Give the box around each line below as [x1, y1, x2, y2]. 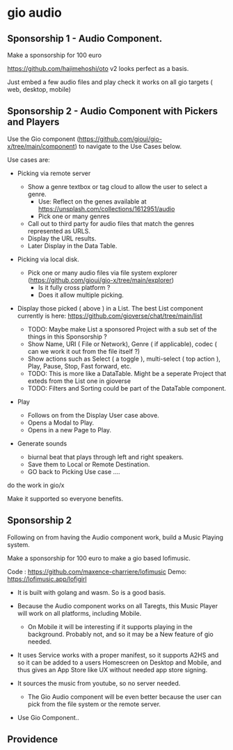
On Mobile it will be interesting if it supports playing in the [27, 622, 193, 630]
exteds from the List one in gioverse [27, 377, 131, 385]
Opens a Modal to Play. [27, 418, 95, 427]
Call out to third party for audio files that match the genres [27, 219, 195, 227]
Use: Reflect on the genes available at [38, 197, 147, 206]
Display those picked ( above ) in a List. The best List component [17, 304, 204, 312]
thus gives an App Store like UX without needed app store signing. [17, 665, 208, 674]
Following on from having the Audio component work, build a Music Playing [7, 533, 224, 541]
